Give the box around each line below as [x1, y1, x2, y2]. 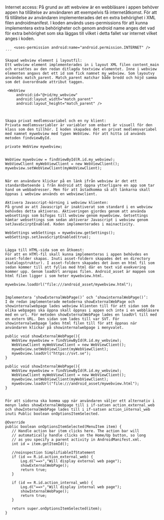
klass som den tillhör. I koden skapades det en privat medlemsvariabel [5, 127, 157, 132]
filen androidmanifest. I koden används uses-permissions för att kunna [5, 20, 148, 26]
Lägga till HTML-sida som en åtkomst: [5, 248, 84, 253]
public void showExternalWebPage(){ [5, 334, 80, 339]
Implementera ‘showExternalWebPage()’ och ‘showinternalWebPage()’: [5, 295, 148, 300]
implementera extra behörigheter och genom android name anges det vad [5, 25, 155, 31]
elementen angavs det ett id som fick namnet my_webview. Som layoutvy [5, 71, 155, 76]
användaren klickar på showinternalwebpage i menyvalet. [5, 325, 124, 330]
